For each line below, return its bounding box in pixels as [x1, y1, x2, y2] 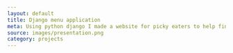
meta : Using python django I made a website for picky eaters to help [7, 23, 216, 30]
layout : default [7, 10, 54, 17]
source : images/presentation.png [7, 29, 104, 36]
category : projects [7, 36, 64, 43]
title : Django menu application [7, 17, 101, 23]
